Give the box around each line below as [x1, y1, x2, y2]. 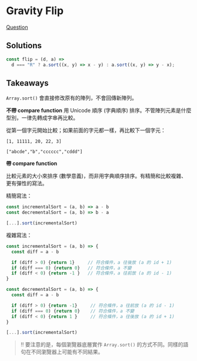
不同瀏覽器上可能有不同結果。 [31, 349, 103, 356]
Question [6, 24, 28, 31]
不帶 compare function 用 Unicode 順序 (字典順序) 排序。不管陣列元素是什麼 [6, 107, 192, 114]
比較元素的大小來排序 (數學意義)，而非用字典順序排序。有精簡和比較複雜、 [6, 173, 187, 180]
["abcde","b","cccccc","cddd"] [6, 149, 83, 155]
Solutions [6, 41, 42, 51]
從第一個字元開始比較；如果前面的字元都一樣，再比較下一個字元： [6, 127, 166, 134]
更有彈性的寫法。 [6, 180, 48, 187]
